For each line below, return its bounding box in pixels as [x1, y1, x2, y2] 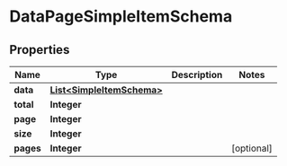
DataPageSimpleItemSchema [9, 6, 233, 27]
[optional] [230, 142, 273, 154]
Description [171, 69, 223, 81]
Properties [9, 42, 70, 57]
